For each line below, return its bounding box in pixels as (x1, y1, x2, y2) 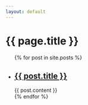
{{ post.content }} (14, 87, 58, 94)
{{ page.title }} (5, 34, 79, 47)
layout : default (5, 8, 46, 15)
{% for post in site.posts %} (14, 54, 83, 61)
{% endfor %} (14, 93, 49, 100)
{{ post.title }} (14, 71, 68, 81)
